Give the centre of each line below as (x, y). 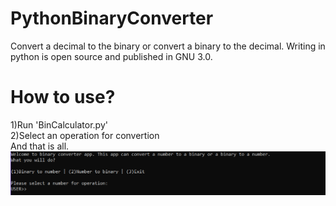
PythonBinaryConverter (112, 18)
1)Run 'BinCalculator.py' (59, 124)
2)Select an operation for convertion (85, 135)
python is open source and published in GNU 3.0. (111, 56)
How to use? (63, 97)
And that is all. (40, 146)
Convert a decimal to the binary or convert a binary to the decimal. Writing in (168, 46)
